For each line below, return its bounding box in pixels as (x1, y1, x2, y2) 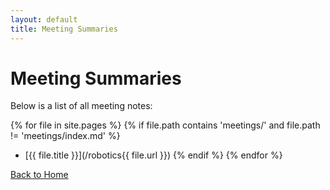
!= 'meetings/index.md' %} (10, 130, 121, 142)
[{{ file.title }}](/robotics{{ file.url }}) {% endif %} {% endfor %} (24, 149, 283, 161)
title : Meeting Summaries (10, 24, 118, 34)
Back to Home (10, 169, 69, 181)
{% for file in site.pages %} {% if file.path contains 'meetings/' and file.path (10, 119, 321, 131)
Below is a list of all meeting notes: (10, 100, 153, 112)
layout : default (10, 14, 78, 25)
